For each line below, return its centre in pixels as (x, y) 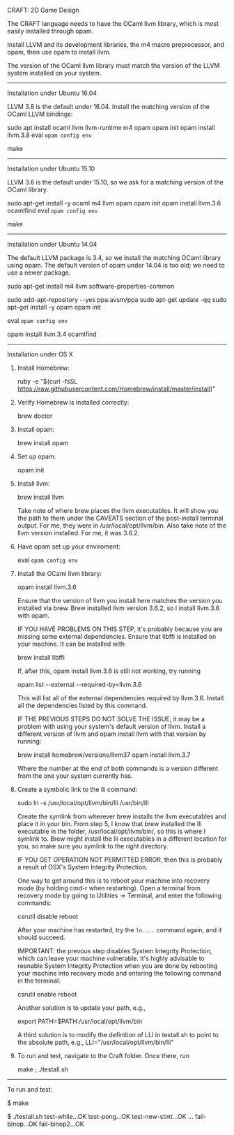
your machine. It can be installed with (71, 644)
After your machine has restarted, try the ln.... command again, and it (119, 930)
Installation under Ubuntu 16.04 (52, 93)
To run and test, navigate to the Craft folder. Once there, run (103, 1056)
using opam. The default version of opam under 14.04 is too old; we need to (116, 265)
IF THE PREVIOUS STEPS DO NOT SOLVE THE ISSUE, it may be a (111, 719)
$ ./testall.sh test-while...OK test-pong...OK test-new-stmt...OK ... (100, 1116)
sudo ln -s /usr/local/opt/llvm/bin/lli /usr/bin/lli (83, 803)
